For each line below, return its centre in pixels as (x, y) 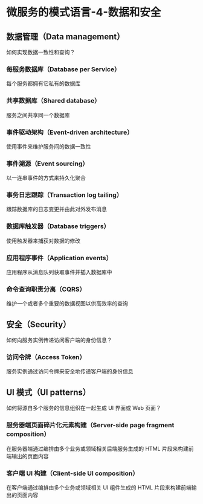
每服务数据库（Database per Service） (63, 69)
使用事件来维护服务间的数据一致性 (49, 146)
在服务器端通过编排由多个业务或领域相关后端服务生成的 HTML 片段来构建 (97, 448)
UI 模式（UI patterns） (49, 392)
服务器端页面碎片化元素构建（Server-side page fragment (90, 425)
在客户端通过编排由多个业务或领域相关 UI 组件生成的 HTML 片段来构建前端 (99, 487)
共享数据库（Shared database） (53, 101)
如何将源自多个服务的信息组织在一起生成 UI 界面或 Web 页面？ (84, 408)
